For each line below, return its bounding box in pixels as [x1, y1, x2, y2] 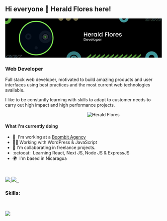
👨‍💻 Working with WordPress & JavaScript [12, 140, 97, 146]
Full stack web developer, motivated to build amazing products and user [5, 76, 153, 82]
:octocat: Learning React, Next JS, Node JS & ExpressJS [12, 150, 130, 156]
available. [5, 87, 25, 93]
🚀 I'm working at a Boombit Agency [12, 134, 86, 140]
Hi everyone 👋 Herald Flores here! [5, 5, 111, 13]
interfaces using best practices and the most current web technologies [5, 82, 151, 88]
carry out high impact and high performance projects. [5, 102, 115, 108]
